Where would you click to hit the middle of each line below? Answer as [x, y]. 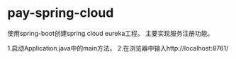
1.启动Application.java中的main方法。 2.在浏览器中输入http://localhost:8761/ [118, 48]
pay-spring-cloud [61, 13]
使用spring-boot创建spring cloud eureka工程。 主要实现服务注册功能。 [111, 33]
